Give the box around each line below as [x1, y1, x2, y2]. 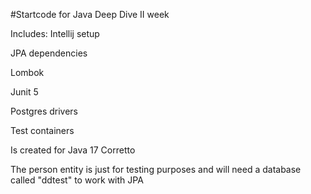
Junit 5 [10, 86, 39, 98]
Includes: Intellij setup [10, 28, 100, 39]
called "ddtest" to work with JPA [10, 174, 144, 186]
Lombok [10, 67, 45, 78]
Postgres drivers [10, 105, 78, 117]
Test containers [10, 125, 75, 136]
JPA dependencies [10, 47, 88, 59]
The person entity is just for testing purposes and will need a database [10, 164, 302, 175]
